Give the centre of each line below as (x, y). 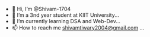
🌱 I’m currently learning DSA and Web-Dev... (66, 21)
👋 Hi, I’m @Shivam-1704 (41, 9)
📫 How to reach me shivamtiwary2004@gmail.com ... (78, 28)
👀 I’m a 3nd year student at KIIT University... (66, 15)
